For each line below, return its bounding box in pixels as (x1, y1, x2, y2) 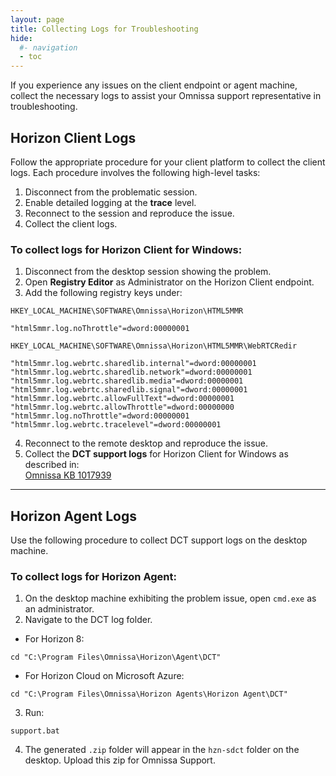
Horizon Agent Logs (10, 507, 137, 525)
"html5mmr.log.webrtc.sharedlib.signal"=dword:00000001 (10, 385, 248, 395)
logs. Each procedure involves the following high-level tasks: (10, 166, 261, 178)
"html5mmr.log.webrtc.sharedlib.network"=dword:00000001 (10, 367, 253, 378)
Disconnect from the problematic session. (24, 186, 198, 198)
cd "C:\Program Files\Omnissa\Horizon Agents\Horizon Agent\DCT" (10, 689, 288, 700)
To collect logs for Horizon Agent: (10, 569, 177, 583)
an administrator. (24, 603, 95, 615)
